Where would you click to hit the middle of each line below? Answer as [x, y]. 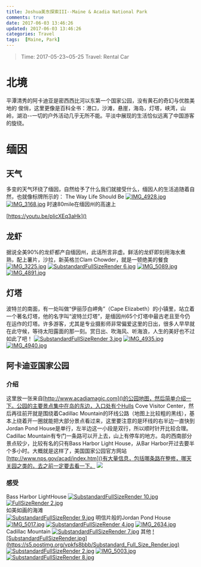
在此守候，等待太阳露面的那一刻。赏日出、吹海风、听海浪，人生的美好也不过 [100, 331]
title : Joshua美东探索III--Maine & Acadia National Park [77, 12]
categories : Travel [31, 34]
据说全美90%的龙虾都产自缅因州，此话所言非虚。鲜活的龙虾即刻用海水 [93, 252]
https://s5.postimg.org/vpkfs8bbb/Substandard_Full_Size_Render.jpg [93, 544]
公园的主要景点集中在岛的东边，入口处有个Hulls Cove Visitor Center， [103, 406]
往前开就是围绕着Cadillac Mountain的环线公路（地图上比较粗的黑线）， [103, 413]
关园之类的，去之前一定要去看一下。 [51, 466]
